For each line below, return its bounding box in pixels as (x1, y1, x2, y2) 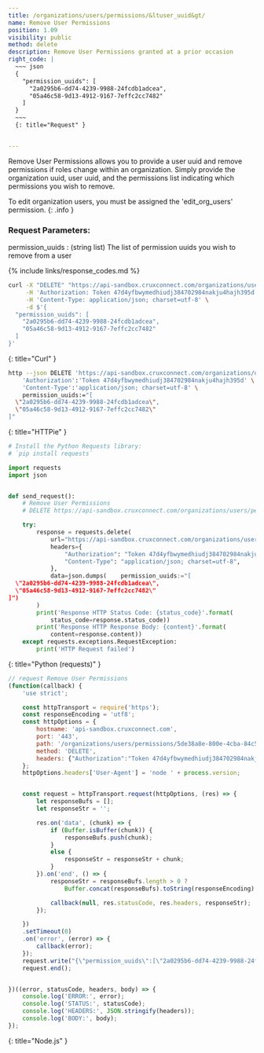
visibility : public (8, 33, 72, 42)
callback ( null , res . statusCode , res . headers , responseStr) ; (49, 899, 251, 907)
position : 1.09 (8, 26, 58, 34)
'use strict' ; (22, 689, 68, 697)
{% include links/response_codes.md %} (8, 266, 140, 276)
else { (49, 848, 72, 857)
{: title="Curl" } (8, 354, 57, 363)
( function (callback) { (8, 681, 82, 690)
